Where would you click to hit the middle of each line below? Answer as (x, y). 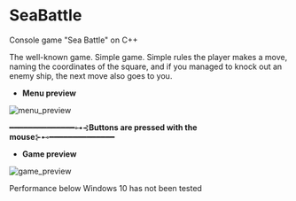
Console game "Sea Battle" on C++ (74, 40)
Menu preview (49, 93)
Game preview (49, 154)
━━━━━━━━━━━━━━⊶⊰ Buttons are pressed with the (103, 127)
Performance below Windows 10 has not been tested (105, 188)
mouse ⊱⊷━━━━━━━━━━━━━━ (62, 136)
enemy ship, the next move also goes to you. (91, 75)
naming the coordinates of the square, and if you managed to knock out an (146, 66)
